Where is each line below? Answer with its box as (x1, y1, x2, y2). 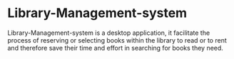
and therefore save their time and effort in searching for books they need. (7, 43, 223, 52)
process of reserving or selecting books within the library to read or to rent (7, 36, 227, 44)
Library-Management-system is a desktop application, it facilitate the (7, 28, 210, 37)
